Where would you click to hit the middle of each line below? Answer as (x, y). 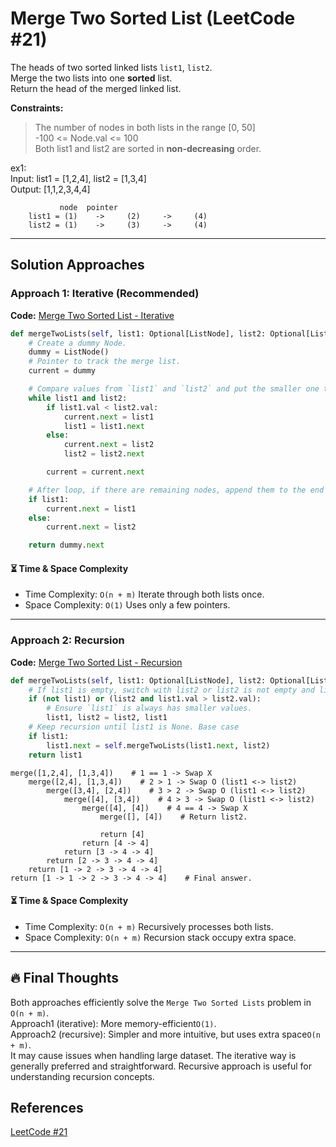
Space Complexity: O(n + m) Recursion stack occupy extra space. (160, 937)
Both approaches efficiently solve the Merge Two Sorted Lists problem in (161, 1002)
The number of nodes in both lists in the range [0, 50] (145, 127)
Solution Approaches (77, 265)
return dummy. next (66, 545)
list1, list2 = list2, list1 (107, 718)
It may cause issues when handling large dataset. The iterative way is (153, 1055)
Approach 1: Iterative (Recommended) (105, 294)
